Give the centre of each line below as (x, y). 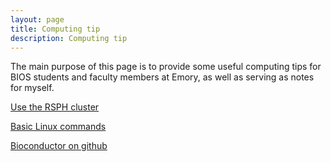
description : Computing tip (69, 38)
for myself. (32, 88)
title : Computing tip (55, 29)
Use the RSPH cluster (55, 107)
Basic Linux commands (58, 127)
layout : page (37, 19)
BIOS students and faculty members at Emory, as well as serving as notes (162, 77)
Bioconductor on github (59, 146)
